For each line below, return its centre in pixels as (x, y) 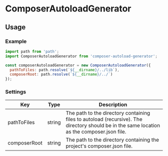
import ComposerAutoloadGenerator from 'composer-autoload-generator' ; (81, 56)
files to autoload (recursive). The (104, 119)
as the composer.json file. (96, 132)
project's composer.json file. (99, 146)
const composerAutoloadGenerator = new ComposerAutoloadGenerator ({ (78, 65)
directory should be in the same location (113, 126)
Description (113, 105)
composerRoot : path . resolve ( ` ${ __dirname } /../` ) (61, 75)
